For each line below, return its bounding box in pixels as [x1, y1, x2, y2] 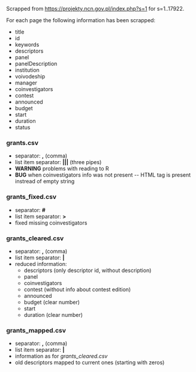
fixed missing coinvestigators [14, 219, 88, 226]
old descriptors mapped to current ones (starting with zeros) [14, 359, 165, 366]
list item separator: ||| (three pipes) [14, 159, 102, 166]
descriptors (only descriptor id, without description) [23, 267, 152, 274]
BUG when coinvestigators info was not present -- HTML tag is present [14, 171, 191, 179]
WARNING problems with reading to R [14, 165, 109, 173]
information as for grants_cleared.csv [14, 353, 108, 360]
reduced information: [14, 260, 67, 267]
